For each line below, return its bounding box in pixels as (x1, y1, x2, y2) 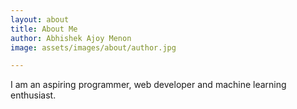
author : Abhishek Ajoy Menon (10, 33, 132, 43)
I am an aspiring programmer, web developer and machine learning (10, 79, 287, 91)
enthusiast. (10, 89, 57, 101)
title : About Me (10, 24, 78, 34)
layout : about (10, 14, 70, 25)
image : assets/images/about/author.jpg (10, 42, 177, 53)
